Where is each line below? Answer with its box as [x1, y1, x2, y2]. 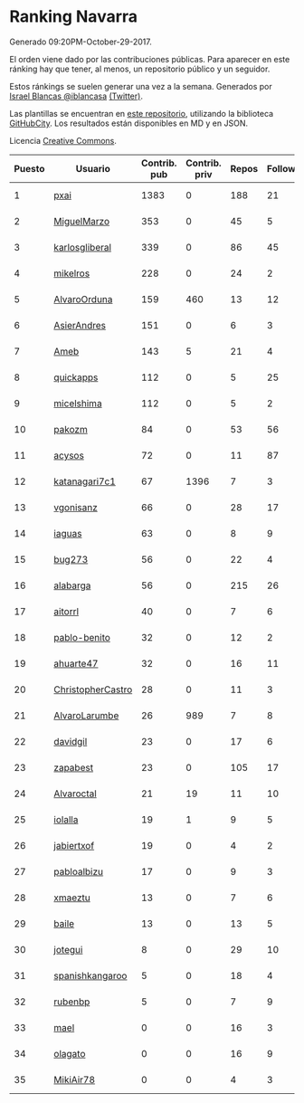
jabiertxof [53, 839, 95, 851]
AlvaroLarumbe [53, 708, 119, 721]
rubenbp [53, 995, 90, 1008]
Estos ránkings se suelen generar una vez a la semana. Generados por [9, 81, 273, 91]
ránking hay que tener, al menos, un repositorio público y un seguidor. [9, 63, 271, 74]
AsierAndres [53, 319, 107, 331]
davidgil [53, 735, 88, 747]
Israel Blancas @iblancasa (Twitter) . [9, 90, 143, 101]
